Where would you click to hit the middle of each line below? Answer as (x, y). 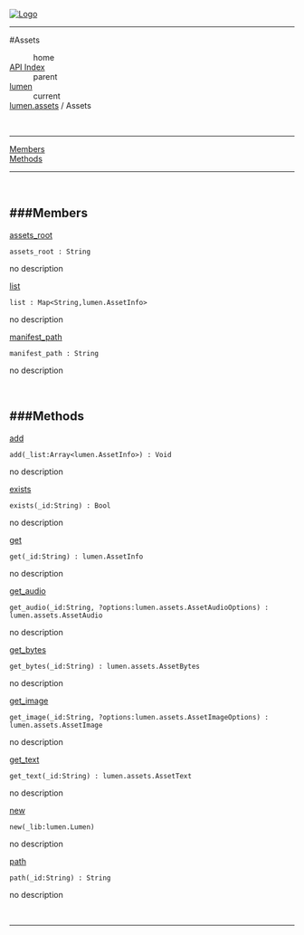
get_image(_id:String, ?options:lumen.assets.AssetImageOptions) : (139, 717)
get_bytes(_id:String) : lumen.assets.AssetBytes (105, 666)
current (47, 96)
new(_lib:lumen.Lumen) (52, 827)
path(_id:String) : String (60, 878)
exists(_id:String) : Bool (60, 506)
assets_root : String (50, 252)
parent (45, 76)
